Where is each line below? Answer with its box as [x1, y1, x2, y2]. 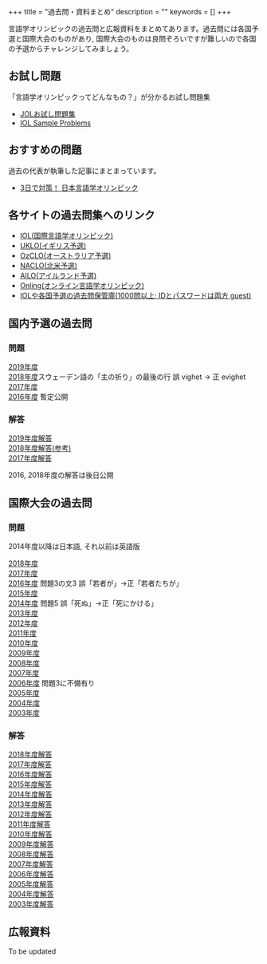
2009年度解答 [8, 840, 54, 849]
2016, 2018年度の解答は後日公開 [8, 470, 114, 480]
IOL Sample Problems [19, 118, 92, 128]
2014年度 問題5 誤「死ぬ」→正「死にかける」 [8, 599, 158, 608]
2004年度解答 [8, 889, 54, 899]
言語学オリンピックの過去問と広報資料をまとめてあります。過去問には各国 [8, 24, 253, 34]
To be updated [8, 946, 57, 956]
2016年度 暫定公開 [8, 392, 69, 401]
